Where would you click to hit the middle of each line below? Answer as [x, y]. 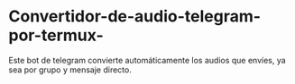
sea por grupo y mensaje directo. [70, 70]
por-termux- [56, 35]
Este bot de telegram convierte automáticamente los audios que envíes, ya [147, 60]
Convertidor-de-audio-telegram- [135, 17]
